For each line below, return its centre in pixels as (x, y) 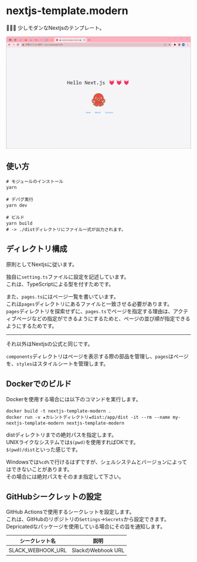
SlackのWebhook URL (98, 550)
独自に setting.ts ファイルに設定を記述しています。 (68, 276)
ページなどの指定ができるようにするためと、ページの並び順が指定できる (103, 319)
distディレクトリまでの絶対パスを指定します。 (62, 435)
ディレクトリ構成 (37, 249)
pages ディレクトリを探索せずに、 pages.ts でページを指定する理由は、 (90, 311)
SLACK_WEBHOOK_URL (38, 550)
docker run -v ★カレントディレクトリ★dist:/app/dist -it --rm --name (88, 417)
